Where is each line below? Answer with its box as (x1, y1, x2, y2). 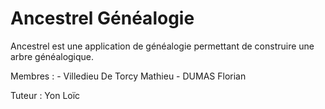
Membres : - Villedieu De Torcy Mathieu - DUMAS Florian (10, 70, 247, 82)
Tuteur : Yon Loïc (10, 89, 81, 101)
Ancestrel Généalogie (10, 7, 195, 30)
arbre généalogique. (10, 50, 95, 62)
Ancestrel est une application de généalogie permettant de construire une (10, 40, 315, 52)
